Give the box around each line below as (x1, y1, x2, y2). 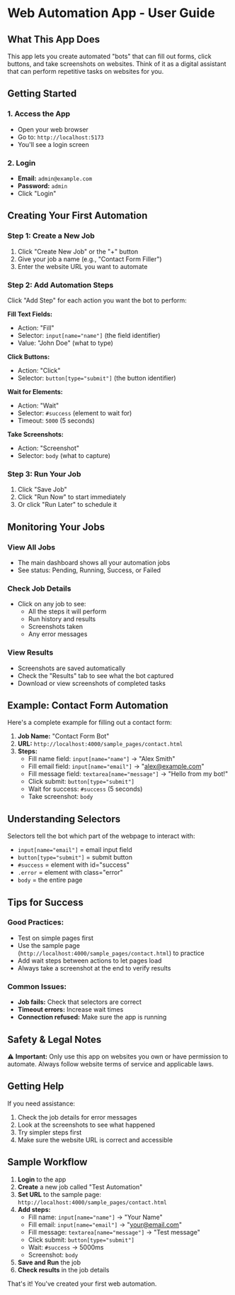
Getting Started (7, 87, 77, 100)
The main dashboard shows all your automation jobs (17, 558, 171, 567)
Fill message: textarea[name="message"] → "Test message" (28, 1228, 200, 1236)
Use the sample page (17, 941, 80, 949)
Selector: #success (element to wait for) (17, 408, 132, 417)
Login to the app (17, 1175, 67, 1184)
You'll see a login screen (17, 140, 90, 148)
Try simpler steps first (17, 1127, 82, 1137)
